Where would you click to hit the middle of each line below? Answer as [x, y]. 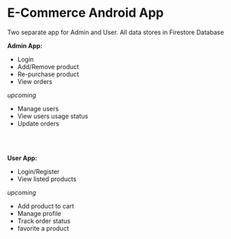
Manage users [38, 108]
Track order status [44, 221]
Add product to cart [46, 206]
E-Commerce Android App [85, 13]
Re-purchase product [48, 74]
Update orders [38, 123]
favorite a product [43, 228]
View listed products [47, 179]
